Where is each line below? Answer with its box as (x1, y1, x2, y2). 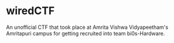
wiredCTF (6, 4, 55, 18)
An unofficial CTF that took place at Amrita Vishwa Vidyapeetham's (6, 24, 169, 31)
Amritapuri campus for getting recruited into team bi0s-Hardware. (6, 29, 165, 37)
